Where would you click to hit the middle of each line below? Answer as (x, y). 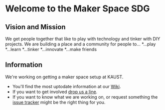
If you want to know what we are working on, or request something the (85, 97)
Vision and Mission (35, 27)
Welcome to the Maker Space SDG (78, 9)
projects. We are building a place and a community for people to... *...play (81, 44)
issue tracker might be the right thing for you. (59, 102)
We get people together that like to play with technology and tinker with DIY (83, 39)
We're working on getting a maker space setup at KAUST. (64, 77)
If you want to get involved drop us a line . (55, 92)
